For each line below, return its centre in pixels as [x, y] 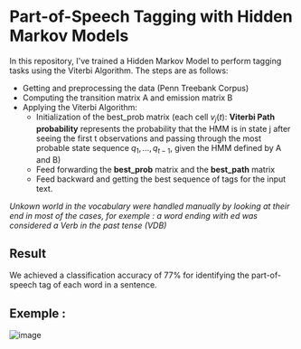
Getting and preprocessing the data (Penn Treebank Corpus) [136, 88]
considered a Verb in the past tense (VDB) [88, 225]
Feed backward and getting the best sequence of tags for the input [161, 179]
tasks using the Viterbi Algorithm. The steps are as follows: [119, 71]
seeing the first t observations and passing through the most [149, 138]
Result [28, 254]
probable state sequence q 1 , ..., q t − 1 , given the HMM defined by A [159, 149]
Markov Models [69, 36]
